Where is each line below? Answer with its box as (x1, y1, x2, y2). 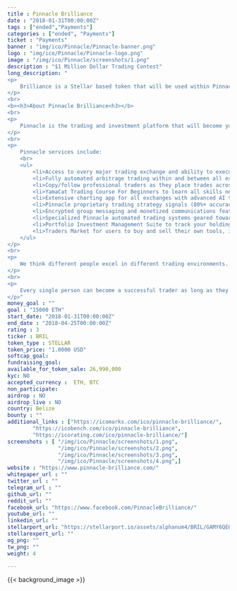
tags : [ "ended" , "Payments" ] (7, 23, 93, 30)
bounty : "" (7, 412, 42, 419)
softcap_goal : (7, 352, 49, 360)
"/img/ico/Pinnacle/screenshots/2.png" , (57, 444, 178, 452)
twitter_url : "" (7, 478, 59, 485)
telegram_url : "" (7, 484, 61, 491)
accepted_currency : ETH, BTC (7, 379, 99, 386)
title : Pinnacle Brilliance (7, 10, 93, 18)
